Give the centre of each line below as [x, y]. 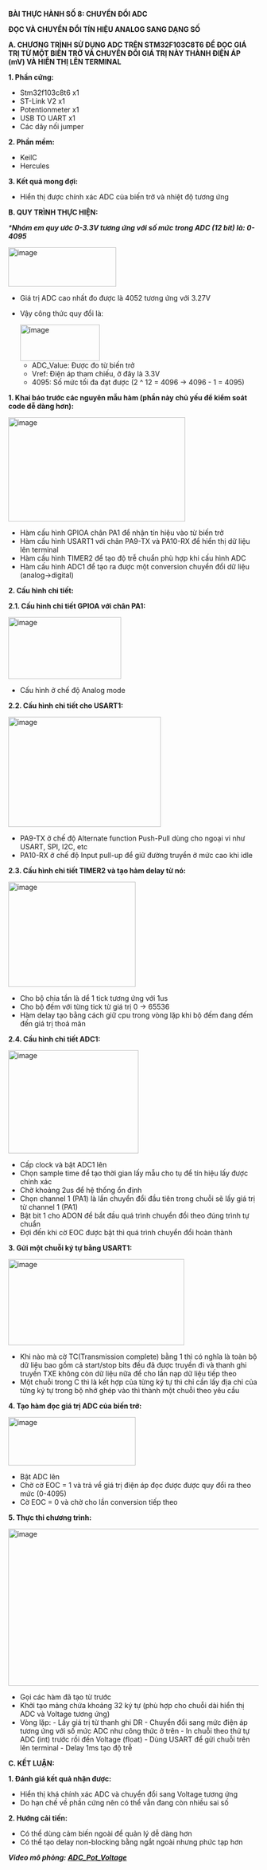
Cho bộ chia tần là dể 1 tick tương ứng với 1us [94, 998]
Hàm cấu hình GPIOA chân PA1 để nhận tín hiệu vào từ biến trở [122, 533]
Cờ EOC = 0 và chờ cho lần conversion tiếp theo [99, 1502]
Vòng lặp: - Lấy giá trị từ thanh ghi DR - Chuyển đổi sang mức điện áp [133, 1722]
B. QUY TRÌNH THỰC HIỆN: [53, 212]
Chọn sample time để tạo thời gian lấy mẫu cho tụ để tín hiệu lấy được [134, 1173]
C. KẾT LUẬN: [31, 1763]
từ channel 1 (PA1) [48, 1207]
